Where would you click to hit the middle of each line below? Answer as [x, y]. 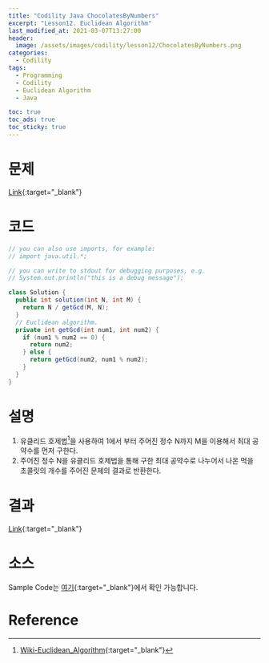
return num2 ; [51, 345]
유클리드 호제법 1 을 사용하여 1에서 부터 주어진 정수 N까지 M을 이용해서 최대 [135, 440]
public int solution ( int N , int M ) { [78, 300]
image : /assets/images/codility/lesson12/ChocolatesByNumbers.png [128, 46]
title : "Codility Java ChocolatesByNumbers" [84, 16]
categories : [28, 53]
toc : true [25, 112]
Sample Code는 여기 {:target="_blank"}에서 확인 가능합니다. [103, 588]
